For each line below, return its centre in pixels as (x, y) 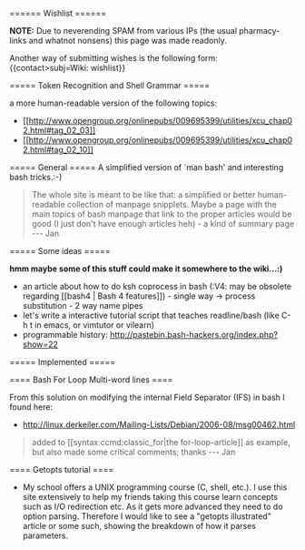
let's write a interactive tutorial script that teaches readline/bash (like (151, 315)
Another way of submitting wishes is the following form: (113, 58)
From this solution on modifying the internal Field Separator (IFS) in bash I (148, 397)
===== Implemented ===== (63, 362)
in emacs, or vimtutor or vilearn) (95, 325)
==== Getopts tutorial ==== (62, 469)
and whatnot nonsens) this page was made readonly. (128, 41)
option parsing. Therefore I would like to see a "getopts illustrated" (147, 516)
